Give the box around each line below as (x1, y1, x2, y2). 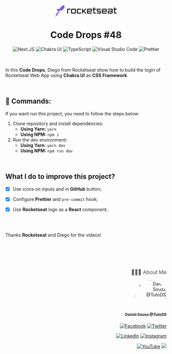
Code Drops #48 (50, 29, 122, 41)
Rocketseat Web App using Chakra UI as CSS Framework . (5, 72, 129, 78)
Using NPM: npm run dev (20, 148, 73, 154)
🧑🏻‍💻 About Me (131, 268, 167, 275)
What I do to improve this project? (5, 172, 115, 181)
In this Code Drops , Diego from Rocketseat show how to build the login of (5, 66, 161, 73)
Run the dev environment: (12, 136, 68, 143)
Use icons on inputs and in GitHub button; (12, 186, 102, 192)
